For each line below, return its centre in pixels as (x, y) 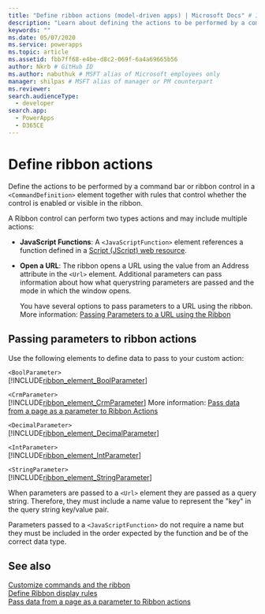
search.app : (28, 111)
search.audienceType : (44, 96)
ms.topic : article (38, 52)
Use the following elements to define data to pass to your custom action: (126, 358)
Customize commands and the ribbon (69, 585)
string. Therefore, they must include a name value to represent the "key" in (130, 501)
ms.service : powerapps (45, 45)
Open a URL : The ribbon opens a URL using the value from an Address (134, 266)
